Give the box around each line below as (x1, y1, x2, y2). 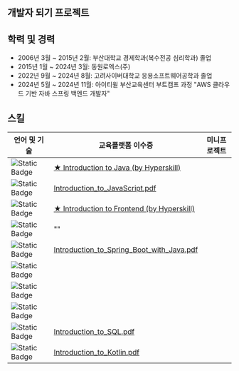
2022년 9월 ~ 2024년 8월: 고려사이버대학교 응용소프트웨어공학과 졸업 (17, 71, 213, 80)
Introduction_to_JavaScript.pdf (53, 183, 156, 193)
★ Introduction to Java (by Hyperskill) (53, 163, 181, 173)
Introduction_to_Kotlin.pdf (53, 347, 140, 357)
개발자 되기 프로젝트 (7, 6, 90, 19)
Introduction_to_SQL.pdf (53, 327, 135, 337)
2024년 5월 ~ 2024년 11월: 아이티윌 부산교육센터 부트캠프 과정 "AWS (17, 81, 211, 89)
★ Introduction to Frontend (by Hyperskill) (53, 204, 196, 214)
